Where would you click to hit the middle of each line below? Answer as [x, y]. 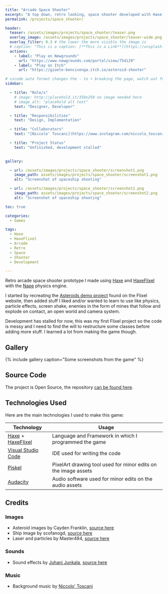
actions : [19, 51]
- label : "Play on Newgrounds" [47, 56]
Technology [28, 427]
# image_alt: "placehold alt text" [51, 102]
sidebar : [14, 84]
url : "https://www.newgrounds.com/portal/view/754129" [77, 60]
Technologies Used [36, 403]
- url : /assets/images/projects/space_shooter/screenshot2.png [77, 189]
